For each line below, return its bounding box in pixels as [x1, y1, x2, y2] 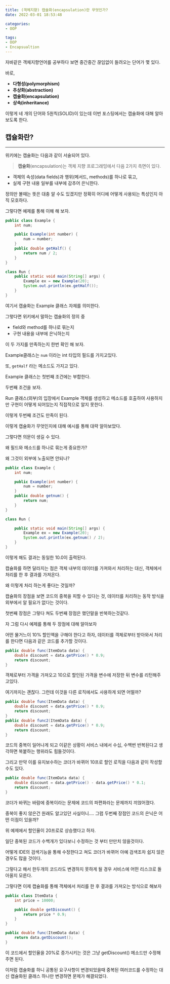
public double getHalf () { [14, 246, 71, 251]
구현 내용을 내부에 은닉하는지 [12, 330, 70, 336]
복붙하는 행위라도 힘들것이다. [18, 748, 76, 754]
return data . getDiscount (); [14, 935, 73, 940]
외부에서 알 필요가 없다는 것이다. [5, 599, 69, 605]
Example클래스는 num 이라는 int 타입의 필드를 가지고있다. [5, 352, 117, 358]
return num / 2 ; [23, 250, 58, 256]
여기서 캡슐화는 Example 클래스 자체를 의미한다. [5, 302, 100, 309]
